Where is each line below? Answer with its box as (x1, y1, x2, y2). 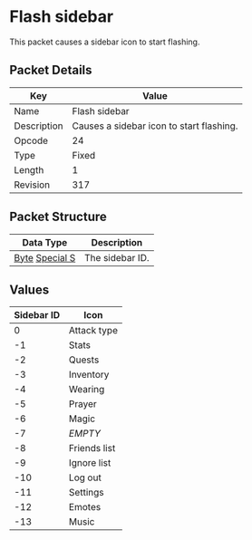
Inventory (68, 369, 110, 381)
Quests (68, 353, 100, 366)
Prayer (68, 398, 97, 410)
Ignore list (68, 457, 111, 469)
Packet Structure (9, 209, 107, 225)
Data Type (22, 236, 68, 248)
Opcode (14, 134, 48, 147)
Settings (68, 487, 104, 499)
